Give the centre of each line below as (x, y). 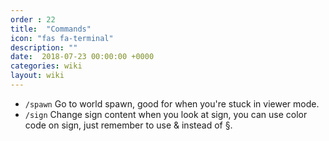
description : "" (44, 47)
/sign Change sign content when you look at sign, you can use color (166, 114)
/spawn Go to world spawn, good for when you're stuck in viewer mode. (172, 103)
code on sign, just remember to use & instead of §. (128, 125)
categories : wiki (46, 66)
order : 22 (33, 19)
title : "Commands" (51, 29)
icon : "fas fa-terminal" (62, 38)
